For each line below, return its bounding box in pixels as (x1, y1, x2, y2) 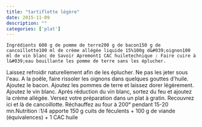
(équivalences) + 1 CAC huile (6, 114, 79, 121)
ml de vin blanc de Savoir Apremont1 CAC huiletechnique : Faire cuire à (6, 53, 197, 59)
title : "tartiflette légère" (6, 8, 80, 15)
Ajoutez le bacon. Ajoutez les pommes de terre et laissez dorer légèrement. (6, 82, 194, 89)
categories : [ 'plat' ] (6, 25, 61, 32)
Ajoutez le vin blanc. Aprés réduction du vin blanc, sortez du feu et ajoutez (6, 88, 192, 96)
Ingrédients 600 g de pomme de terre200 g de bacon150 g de (6, 42, 161, 48)
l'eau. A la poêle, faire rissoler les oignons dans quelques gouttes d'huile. (6, 75, 189, 82)
